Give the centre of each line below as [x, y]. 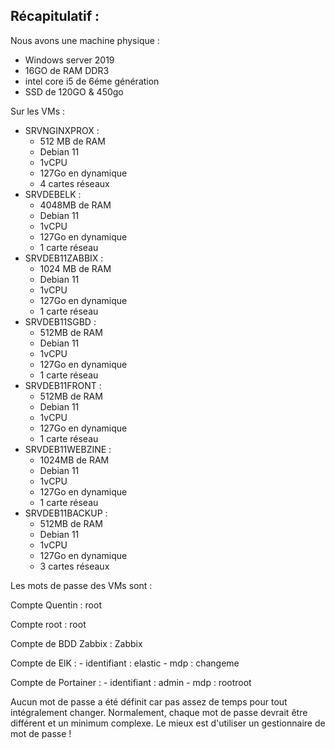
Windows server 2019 [69, 60]
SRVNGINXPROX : [62, 130]
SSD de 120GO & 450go [74, 91]
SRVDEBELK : [53, 194]
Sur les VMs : [38, 111]
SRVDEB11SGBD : [60, 321]
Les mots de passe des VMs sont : [81, 585]
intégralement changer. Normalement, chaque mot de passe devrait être [159, 712]
